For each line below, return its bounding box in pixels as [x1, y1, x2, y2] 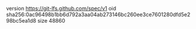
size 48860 [37, 17, 65, 24]
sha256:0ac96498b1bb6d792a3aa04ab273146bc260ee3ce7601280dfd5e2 [6, 11, 191, 18]
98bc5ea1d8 [6, 17, 37, 24]
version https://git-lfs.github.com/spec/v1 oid [6, 5, 117, 12]
